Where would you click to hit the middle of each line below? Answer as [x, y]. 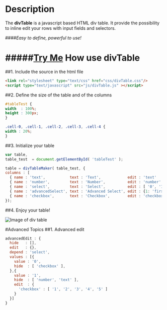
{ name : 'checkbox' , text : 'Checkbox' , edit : [75, 196]
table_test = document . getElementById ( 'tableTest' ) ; [64, 159]
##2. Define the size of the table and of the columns [58, 95]
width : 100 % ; [21, 109]
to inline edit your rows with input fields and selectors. [60, 28]
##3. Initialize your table [30, 146]
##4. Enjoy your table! [28, 210]
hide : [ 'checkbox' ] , [40, 266]
